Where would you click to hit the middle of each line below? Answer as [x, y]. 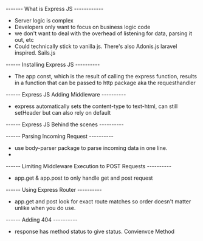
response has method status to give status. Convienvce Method [94, 231]
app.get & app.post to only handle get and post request [84, 178]
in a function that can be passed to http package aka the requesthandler [105, 83]
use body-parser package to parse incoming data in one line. [91, 148]
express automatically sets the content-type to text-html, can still [96, 106]
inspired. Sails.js [35, 53]
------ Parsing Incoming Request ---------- [60, 136]
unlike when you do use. [45, 208]
